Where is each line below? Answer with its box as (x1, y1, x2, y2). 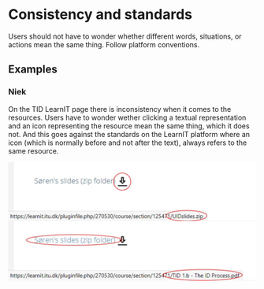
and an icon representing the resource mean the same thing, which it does (8, 120, 250, 131)
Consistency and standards (8, 6, 193, 24)
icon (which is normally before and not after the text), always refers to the (8, 138, 247, 147)
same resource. (8, 146, 59, 155)
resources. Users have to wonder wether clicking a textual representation (8, 113, 247, 122)
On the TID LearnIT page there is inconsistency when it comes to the (8, 104, 232, 113)
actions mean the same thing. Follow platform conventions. (8, 39, 199, 49)
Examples (8, 63, 58, 76)
